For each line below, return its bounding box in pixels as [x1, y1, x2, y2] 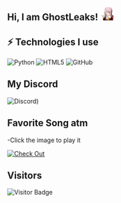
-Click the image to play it [7, 136, 81, 144]
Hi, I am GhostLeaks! [7, 11, 99, 23]
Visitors [7, 169, 42, 182]
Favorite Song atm [7, 117, 88, 129]
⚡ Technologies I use [7, 36, 99, 48]
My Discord [7, 78, 58, 90]
